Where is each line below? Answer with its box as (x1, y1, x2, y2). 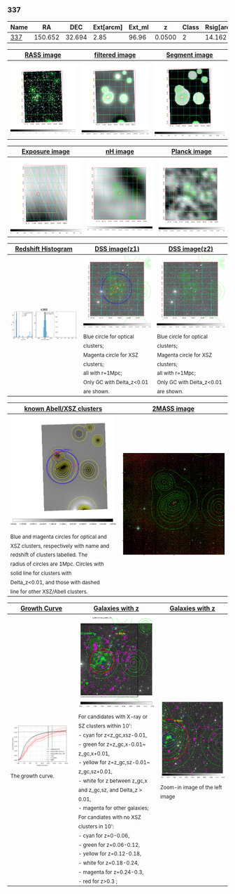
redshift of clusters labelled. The (10, 551, 88, 559)
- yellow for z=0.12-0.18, (78, 850, 142, 857)
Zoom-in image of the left (159, 784, 222, 791)
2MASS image (152, 404, 194, 412)
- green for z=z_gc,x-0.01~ (78, 741, 146, 748)
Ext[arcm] (93, 22, 123, 31)
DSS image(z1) (94, 244, 140, 254)
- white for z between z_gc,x (78, 777, 148, 784)
